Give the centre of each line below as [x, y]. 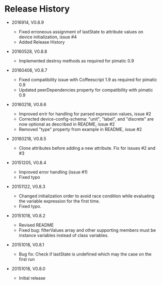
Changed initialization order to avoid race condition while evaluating [87, 196]
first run [27, 259]
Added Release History [42, 42]
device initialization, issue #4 [48, 37]
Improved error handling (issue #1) [53, 172]
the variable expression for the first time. [59, 201]
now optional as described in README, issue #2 [67, 124]
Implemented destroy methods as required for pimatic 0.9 [76, 61]
